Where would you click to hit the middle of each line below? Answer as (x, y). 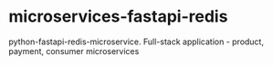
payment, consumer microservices (74, 51)
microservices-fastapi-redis (118, 17)
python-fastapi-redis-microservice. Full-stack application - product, (136, 42)
